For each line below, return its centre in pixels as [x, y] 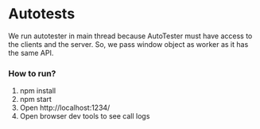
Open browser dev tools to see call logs [85, 116]
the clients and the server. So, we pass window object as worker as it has [128, 44]
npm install [38, 91]
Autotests [42, 14]
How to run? [32, 73]
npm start [35, 100]
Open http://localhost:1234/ [65, 107]
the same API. [31, 53]
